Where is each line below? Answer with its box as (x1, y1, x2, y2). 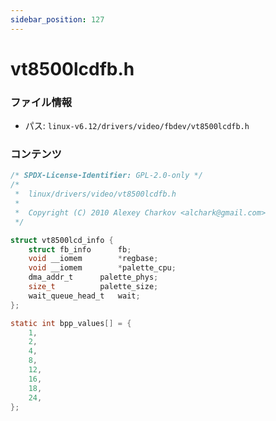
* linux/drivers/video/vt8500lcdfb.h (14, 189, 177, 200)
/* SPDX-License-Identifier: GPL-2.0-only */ (10, 171, 203, 181)
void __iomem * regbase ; (28, 254, 159, 264)
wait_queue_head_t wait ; (28, 291, 141, 301)
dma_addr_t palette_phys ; (28, 272, 159, 283)
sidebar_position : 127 (10, 14, 105, 25)
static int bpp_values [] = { (10, 318, 132, 328)
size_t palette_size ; (28, 282, 159, 292)
